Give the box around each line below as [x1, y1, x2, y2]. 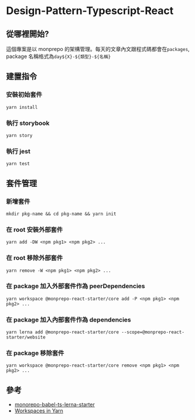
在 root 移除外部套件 [6, 254, 63, 262]
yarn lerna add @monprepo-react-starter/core [6, 329, 119, 335]
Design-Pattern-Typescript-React [6, 4, 174, 18]
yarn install [6, 104, 38, 110]
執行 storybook [6, 119, 50, 127]
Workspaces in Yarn [14, 407, 63, 414]
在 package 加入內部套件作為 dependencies [6, 315, 132, 323]
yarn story [6, 132, 33, 138]
